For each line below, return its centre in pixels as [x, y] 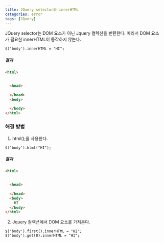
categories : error [24, 14]
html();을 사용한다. [30, 138]
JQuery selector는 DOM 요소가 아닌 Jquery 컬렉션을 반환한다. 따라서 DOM [78, 33]
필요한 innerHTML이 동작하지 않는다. [46, 39]
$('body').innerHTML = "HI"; [35, 49]
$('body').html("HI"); [28, 148]
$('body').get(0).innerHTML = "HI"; [42, 236]
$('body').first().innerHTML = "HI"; [44, 231]
